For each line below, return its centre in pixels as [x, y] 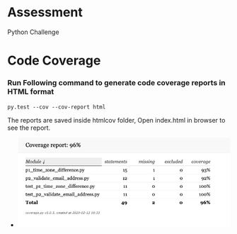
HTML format [31, 91]
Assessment [45, 12]
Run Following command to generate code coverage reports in [117, 83]
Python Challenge [33, 32]
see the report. [29, 128]
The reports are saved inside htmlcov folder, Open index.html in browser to [116, 121]
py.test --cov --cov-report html [57, 107]
